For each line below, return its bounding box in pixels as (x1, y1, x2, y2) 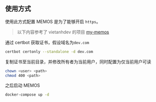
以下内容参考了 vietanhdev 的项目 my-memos (17, 29, 109, 35)
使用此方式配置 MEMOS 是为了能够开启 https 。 (5, 19, 101, 25)
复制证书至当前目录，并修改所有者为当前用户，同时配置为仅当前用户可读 (5, 58, 151, 65)
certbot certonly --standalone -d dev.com (5, 49, 93, 54)
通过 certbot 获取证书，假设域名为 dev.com (5, 39, 89, 45)
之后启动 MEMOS (5, 82, 40, 88)
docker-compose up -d (5, 92, 50, 97)
